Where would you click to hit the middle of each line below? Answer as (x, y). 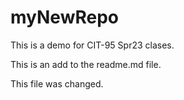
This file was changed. (57, 83)
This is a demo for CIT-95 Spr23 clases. (92, 45)
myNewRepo (64, 17)
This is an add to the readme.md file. (86, 64)
